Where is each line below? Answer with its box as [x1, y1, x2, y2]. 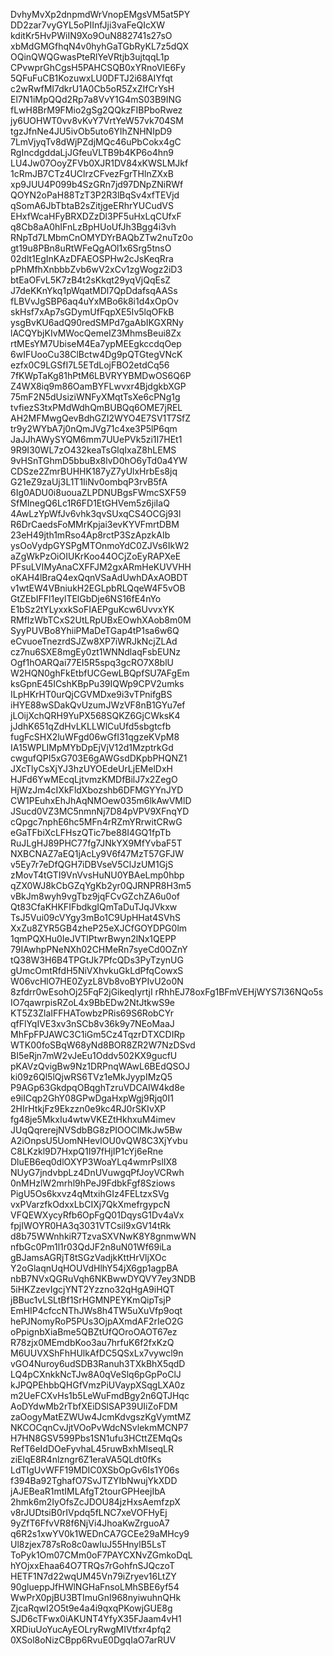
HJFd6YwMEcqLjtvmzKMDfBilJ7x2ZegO [10, 774, 178, 785]
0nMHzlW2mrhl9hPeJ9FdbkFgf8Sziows [10, 1177, 176, 1189]
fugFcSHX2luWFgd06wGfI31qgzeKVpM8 [10, 731, 180, 743]
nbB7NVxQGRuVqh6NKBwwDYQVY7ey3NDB [10, 1273, 197, 1284]
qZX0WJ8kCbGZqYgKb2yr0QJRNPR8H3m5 [10, 880, 192, 891]
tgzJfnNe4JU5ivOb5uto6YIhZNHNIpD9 [10, 125, 173, 137]
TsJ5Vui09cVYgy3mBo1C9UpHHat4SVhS [10, 912, 181, 923]
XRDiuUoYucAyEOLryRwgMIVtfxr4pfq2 [10, 1624, 172, 1635]
